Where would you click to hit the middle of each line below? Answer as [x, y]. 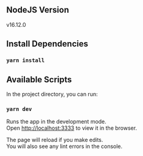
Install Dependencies [47, 44]
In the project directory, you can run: [52, 94]
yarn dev [19, 109]
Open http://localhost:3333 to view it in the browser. [72, 128]
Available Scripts [39, 80]
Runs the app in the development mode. [56, 122]
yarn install [26, 61]
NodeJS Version [38, 10]
